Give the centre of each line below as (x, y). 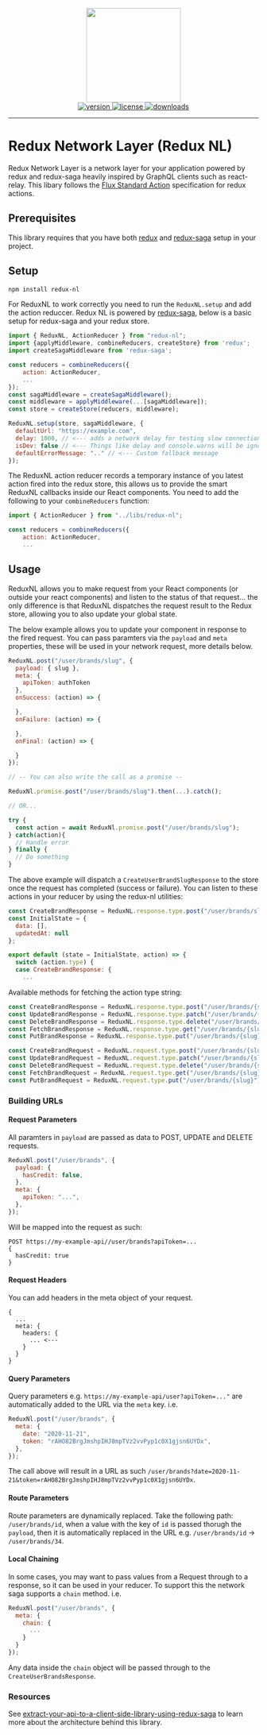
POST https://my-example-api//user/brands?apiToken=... (103, 1242)
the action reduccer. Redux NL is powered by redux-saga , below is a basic (130, 313)
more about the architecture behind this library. (85, 1722)
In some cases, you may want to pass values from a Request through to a (128, 1576)
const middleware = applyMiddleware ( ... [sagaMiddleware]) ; (108, 402)
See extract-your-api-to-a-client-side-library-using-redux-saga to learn (126, 1714)
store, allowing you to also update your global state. (93, 614)
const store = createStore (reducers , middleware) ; (94, 409)
